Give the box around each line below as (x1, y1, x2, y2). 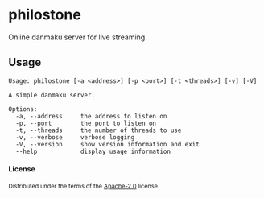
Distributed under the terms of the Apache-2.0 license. (8, 182, 159, 190)
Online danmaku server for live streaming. (8, 32, 147, 42)
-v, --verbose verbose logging (15, 133, 135, 142)
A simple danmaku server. (8, 91, 95, 99)
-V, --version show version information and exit (15, 140, 200, 148)
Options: (8, 105, 38, 113)
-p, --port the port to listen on (15, 119, 157, 127)
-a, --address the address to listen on (15, 112, 167, 120)
